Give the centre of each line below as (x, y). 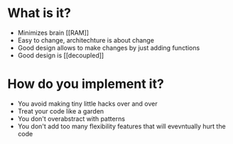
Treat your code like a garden (61, 111)
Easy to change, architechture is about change (86, 40)
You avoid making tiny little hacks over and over (87, 104)
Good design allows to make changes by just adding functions (109, 48)
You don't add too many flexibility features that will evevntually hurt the (121, 126)
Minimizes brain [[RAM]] (53, 33)
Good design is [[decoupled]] (61, 55)
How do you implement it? (86, 84)
